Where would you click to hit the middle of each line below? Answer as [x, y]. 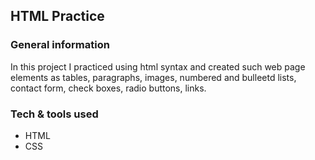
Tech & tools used [54, 114]
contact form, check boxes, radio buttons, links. [108, 88]
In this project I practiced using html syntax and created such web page [158, 66]
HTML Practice [57, 16]
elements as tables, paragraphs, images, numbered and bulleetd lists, [153, 77]
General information [60, 45]
